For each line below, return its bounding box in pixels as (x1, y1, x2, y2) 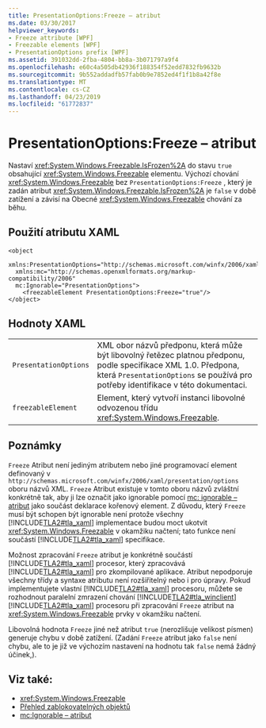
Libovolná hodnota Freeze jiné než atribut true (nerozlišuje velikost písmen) (8, 624, 253, 634)
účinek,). (8, 649, 37, 659)
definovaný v (8, 468, 51, 478)
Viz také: (8, 672, 53, 686)
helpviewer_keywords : (8, 26, 80, 34)
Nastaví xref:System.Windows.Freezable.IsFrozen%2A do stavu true (8, 160, 232, 171)
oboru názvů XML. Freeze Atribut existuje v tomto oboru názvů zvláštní (8, 483, 239, 493)
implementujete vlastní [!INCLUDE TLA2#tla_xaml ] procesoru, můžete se (8, 584, 243, 593)
